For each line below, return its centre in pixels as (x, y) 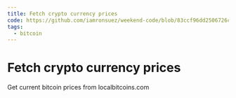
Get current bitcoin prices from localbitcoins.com (78, 87)
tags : (15, 27)
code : (15, 20)
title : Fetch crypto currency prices (63, 14)
